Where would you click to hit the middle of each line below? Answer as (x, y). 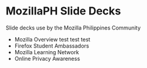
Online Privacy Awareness (47, 58)
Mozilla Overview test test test (52, 39)
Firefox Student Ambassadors (52, 46)
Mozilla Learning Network (47, 52)
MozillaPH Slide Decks (63, 11)
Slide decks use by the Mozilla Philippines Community (73, 28)
